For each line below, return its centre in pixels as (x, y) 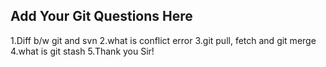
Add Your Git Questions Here (101, 16)
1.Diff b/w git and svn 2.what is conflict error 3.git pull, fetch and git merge (163, 40)
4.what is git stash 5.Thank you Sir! (82, 51)
